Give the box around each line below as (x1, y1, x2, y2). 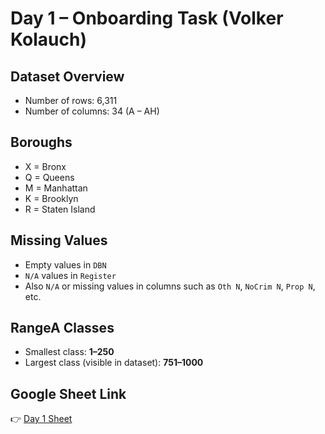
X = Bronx (24, 160, 67, 172)
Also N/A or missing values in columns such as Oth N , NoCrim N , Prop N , (24, 280, 316, 292)
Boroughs (10, 134, 73, 151)
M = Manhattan (24, 182, 88, 194)
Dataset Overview (10, 68, 125, 85)
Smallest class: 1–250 (24, 346, 115, 358)
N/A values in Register (24, 269, 117, 281)
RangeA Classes (10, 320, 115, 337)
